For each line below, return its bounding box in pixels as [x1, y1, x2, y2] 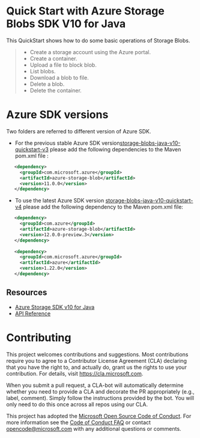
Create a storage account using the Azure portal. [29, 48, 151, 55]
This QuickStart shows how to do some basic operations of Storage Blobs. [6, 37, 190, 44]
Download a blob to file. [29, 74, 89, 81]
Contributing [6, 330, 71, 344]
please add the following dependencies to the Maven [50, 145, 181, 153]
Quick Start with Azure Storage [6, 4, 165, 18]
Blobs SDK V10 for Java [6, 17, 126, 31]
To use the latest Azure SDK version [14, 197, 105, 204]
